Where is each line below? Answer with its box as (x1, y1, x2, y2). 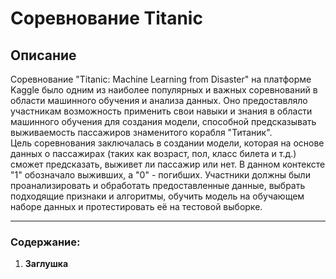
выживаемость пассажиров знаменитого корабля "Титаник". (10, 127, 273, 138)
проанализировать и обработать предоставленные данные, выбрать (10, 180, 306, 191)
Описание (10, 47, 77, 64)
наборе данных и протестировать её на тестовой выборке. (10, 201, 263, 212)
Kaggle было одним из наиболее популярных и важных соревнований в (10, 84, 318, 96)
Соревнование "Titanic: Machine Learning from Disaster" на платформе (10, 73, 312, 85)
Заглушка (24, 258, 69, 270)
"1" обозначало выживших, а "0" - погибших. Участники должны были (10, 169, 311, 181)
